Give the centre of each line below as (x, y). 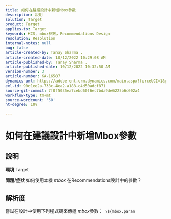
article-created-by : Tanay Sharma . (44, 52)
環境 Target (17, 170)
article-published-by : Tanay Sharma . (46, 62)
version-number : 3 (25, 72)
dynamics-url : (20, 81)
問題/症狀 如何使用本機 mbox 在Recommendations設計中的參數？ (74, 180)
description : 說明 (24, 15)
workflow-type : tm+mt (28, 95)
